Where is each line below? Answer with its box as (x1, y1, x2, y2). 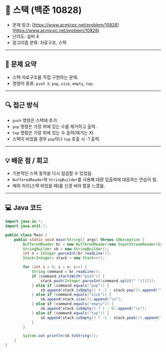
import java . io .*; (5, 219, 43, 224)
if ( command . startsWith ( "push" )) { (31, 274, 105, 279)
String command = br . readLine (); (31, 269, 100, 274)
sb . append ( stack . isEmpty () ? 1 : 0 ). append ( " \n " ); (40, 306, 147, 311)
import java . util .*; (5, 224, 48, 229)
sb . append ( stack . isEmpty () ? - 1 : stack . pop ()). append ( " (40, 288, 161, 293)
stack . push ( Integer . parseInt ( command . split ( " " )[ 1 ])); (40, 278, 156, 283)
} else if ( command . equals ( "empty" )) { (31, 301, 114, 306)
